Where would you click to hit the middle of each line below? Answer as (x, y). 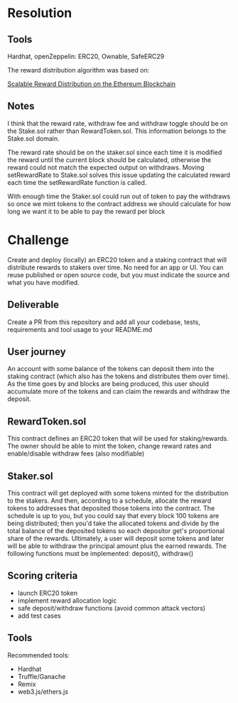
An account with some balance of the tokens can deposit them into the (111, 369)
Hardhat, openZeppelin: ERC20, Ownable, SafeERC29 (86, 56)
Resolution (40, 13)
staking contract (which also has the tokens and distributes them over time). (119, 376)
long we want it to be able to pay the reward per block (86, 211)
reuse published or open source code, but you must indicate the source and (118, 274)
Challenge (38, 240)
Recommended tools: (38, 655)
